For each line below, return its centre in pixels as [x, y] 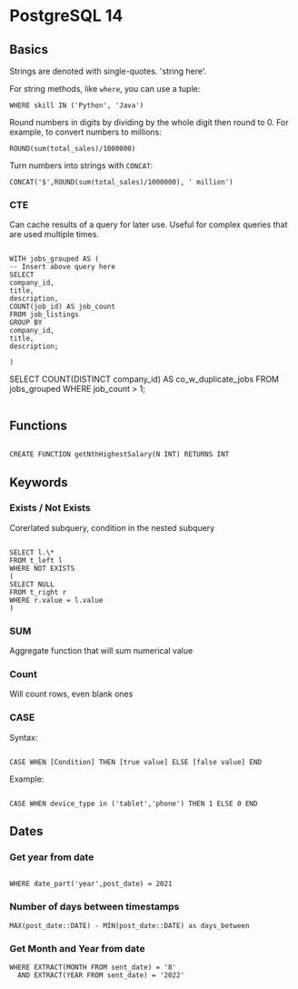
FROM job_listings [44, 315]
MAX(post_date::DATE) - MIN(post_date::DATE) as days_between [129, 925]
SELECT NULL [32, 584]
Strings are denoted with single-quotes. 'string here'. [108, 71]
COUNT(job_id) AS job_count [63, 307]
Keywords [39, 482]
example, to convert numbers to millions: [85, 132]
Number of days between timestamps [94, 907]
